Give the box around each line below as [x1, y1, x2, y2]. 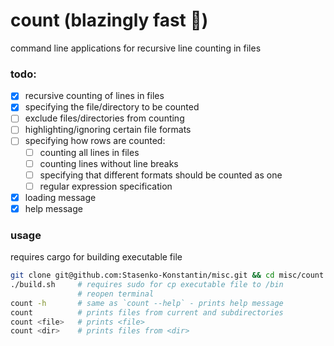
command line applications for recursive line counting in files [10, 42, 262, 54]
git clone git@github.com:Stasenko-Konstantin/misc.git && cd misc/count [10, 270, 325, 281]
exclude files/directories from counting [24, 112, 185, 124]
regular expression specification [39, 180, 173, 192]
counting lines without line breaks [39, 157, 179, 169]
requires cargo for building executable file [10, 251, 183, 263]
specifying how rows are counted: [24, 135, 166, 147]
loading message [24, 191, 97, 203]
